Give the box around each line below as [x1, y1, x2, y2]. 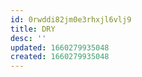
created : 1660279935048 [10, 52, 110, 62]
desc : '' [10, 33, 47, 43]
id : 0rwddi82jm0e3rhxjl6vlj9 [10, 14, 132, 25]
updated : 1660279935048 [10, 42, 110, 53]
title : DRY [10, 24, 56, 34]
